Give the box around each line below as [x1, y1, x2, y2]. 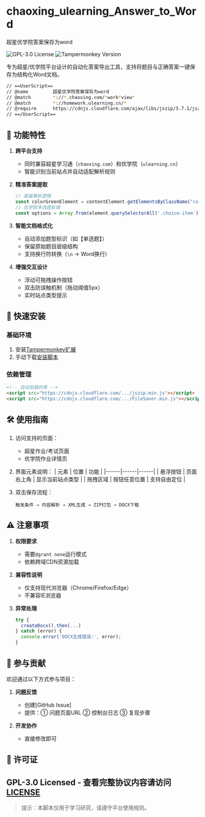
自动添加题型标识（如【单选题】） [24, 235, 108, 242]
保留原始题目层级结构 [24, 243, 78, 250]
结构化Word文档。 [16, 70, 63, 78]
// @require [6, 106, 37, 112]
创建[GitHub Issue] [24, 701, 72, 708]
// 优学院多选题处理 [15, 204, 60, 210]
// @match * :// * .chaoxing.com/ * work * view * [6, 94, 135, 100]
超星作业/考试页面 [24, 447, 70, 455]
